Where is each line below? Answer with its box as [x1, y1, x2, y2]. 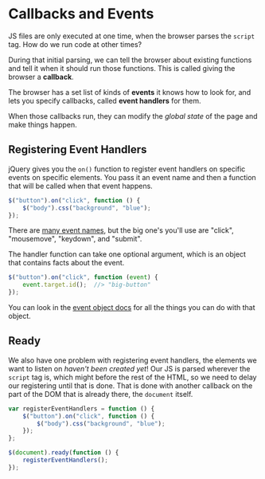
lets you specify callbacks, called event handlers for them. [8, 96, 201, 105]
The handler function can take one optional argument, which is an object [8, 249, 247, 259]
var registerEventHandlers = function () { [8, 404, 155, 413]
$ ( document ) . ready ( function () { [8, 449, 119, 457]
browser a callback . [8, 72, 74, 81]
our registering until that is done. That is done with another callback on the [8, 380, 253, 391]
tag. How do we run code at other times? [8, 39, 142, 49]
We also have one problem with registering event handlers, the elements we [8, 355, 257, 365]
